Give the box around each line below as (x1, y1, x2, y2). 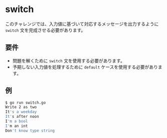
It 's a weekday (5, 109, 37, 114)
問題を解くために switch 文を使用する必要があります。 (12, 57, 125, 63)
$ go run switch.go (5, 100, 46, 105)
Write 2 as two (5, 105, 37, 110)
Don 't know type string (5, 128, 55, 133)
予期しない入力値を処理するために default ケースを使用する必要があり (12, 64, 158, 70)
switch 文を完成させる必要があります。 (5, 27, 86, 33)
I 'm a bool (5, 119, 28, 124)
